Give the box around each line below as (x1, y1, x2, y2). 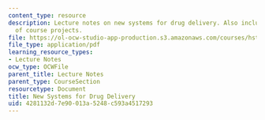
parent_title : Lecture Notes (8, 70, 104, 78)
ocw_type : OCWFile (8, 63, 69, 71)
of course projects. (15, 26, 83, 34)
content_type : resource (8, 11, 87, 20)
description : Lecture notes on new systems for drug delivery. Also (8, 19, 238, 27)
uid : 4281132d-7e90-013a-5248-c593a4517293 (8, 99, 154, 107)
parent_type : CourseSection (8, 77, 101, 85)
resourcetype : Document (8, 84, 87, 93)
